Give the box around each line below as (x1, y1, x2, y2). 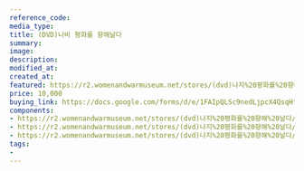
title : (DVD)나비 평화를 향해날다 (9, 30, 122, 39)
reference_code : (9, 13, 71, 23)
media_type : (9, 22, 54, 31)
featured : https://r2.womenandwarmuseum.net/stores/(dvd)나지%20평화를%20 (9, 81, 288, 90)
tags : (9, 139, 30, 148)
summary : (9, 38, 43, 48)
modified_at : (9, 64, 59, 73)
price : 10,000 (9, 89, 63, 98)
